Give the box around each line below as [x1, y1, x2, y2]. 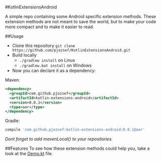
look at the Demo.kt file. [5, 151, 53, 157]
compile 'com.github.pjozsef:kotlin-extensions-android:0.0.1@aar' [5, 127, 145, 132]
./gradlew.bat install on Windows [19, 63, 92, 68]
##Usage [5, 34, 24, 39]
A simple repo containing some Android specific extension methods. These [5, 14, 156, 19]
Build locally [12, 52, 37, 58]
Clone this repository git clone [12, 43, 76, 48]
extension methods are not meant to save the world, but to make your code [5, 19, 156, 24]
